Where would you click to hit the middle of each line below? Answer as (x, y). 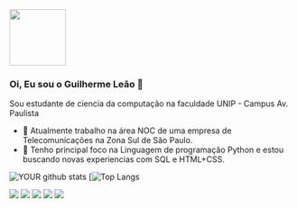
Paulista (24, 113)
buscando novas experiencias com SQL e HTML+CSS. (124, 159)
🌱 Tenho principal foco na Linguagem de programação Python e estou (153, 150)
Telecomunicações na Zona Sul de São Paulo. (107, 140)
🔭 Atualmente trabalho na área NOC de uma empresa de (127, 131)
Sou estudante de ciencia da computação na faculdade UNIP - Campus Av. (149, 104)
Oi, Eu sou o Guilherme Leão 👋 (76, 84)
